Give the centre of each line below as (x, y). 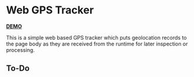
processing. (21, 50)
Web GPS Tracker (50, 10)
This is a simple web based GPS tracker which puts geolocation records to (96, 37)
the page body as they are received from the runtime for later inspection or (97, 44)
